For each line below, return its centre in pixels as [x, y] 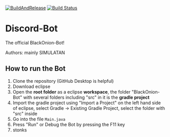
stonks [20, 130]
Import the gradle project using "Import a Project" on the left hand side [87, 103]
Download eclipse [32, 86]
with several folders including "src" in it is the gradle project [86, 97]
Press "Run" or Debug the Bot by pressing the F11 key [69, 124]
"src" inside [25, 113]
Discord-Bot [32, 29]
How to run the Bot [35, 69]
